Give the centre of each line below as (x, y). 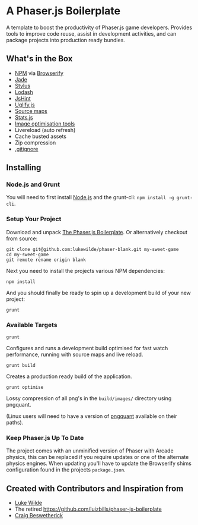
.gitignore (26, 149)
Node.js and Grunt (33, 184)
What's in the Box (39, 59)
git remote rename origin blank (46, 260)
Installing (24, 168)
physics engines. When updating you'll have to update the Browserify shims (99, 463)
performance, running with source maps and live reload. (75, 354)
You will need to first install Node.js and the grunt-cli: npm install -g (90, 197)
